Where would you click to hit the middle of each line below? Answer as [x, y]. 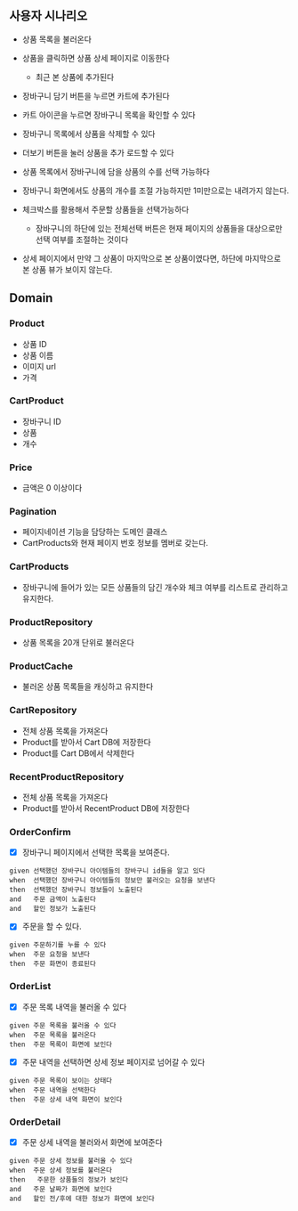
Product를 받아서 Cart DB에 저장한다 [86, 742]
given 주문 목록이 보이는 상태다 [61, 1080]
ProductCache [41, 666]
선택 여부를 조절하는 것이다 [82, 240]
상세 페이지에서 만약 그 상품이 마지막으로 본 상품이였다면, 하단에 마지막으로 [152, 258]
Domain [31, 298]
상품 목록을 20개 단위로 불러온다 [78, 642]
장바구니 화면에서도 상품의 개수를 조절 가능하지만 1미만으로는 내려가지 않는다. [155, 191]
